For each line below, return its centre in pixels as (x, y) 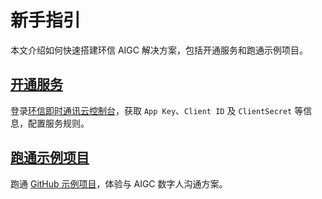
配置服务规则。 (58, 123)
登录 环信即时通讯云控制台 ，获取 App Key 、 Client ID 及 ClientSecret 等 (157, 110)
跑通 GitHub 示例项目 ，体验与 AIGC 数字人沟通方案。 (119, 183)
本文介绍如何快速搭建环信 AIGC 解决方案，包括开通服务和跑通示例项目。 (159, 50)
